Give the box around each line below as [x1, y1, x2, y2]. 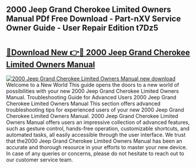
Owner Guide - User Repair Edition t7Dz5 [6, 23, 159, 33]
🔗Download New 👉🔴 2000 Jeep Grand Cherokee [6, 47, 190, 58]
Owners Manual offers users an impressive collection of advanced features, [6, 119, 190, 126]
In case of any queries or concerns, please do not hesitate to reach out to [6, 150, 184, 157]
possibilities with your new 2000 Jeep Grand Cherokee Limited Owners [6, 88, 180, 95]
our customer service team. [6, 156, 74, 163]
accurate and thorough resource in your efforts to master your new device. [6, 144, 187, 150]
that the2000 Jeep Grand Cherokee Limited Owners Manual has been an [6, 137, 182, 145]
